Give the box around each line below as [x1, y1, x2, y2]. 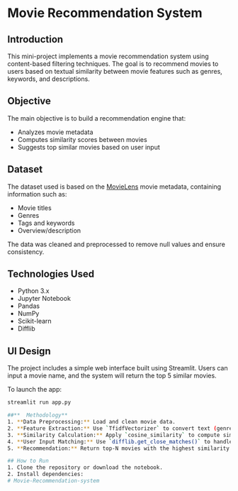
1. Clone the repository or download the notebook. [7, 464, 163, 471]
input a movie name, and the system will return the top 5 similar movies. [7, 371, 217, 380]
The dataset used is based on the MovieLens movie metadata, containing [7, 182, 222, 191]
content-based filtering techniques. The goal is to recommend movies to [7, 60, 219, 68]
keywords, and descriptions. [7, 75, 90, 83]
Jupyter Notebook [17, 294, 71, 303]
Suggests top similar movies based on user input [17, 143, 161, 151]
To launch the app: [7, 385, 62, 394]
